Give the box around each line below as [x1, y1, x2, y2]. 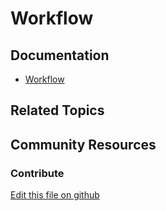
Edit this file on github [10, 189, 100, 201]
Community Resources [10, 136, 157, 153]
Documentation [10, 47, 110, 64]
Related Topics [10, 102, 105, 119]
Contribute [10, 166, 65, 180]
